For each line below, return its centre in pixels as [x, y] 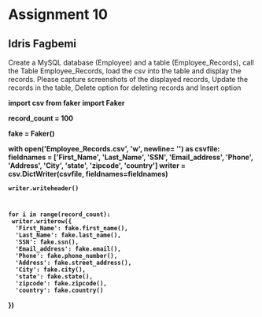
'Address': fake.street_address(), [74, 263]
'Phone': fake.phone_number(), [66, 256]
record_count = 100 [41, 118]
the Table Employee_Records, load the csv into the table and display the [125, 71]
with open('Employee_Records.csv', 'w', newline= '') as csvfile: [114, 149]
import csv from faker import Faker [66, 103]
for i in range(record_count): [59, 214]
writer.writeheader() [44, 188]
